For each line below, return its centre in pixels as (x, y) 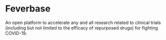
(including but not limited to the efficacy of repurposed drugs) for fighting (81, 27)
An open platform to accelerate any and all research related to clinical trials (83, 22)
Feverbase (28, 9)
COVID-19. (16, 33)
